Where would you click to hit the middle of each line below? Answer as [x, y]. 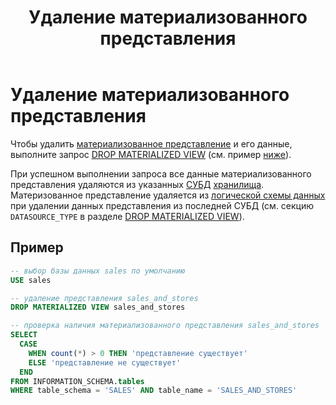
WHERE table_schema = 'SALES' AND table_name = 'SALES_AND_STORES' [154, 391]
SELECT [24, 335]
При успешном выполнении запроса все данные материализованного [161, 173]
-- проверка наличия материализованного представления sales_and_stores [165, 326]
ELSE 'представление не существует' [105, 362]
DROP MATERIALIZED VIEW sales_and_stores [98, 307]
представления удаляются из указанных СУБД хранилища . [137, 184]
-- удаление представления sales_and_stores [104, 298]
